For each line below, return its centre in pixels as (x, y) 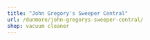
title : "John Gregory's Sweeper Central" (68, 13)
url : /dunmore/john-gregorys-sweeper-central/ (75, 20)
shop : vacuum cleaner (38, 26)
